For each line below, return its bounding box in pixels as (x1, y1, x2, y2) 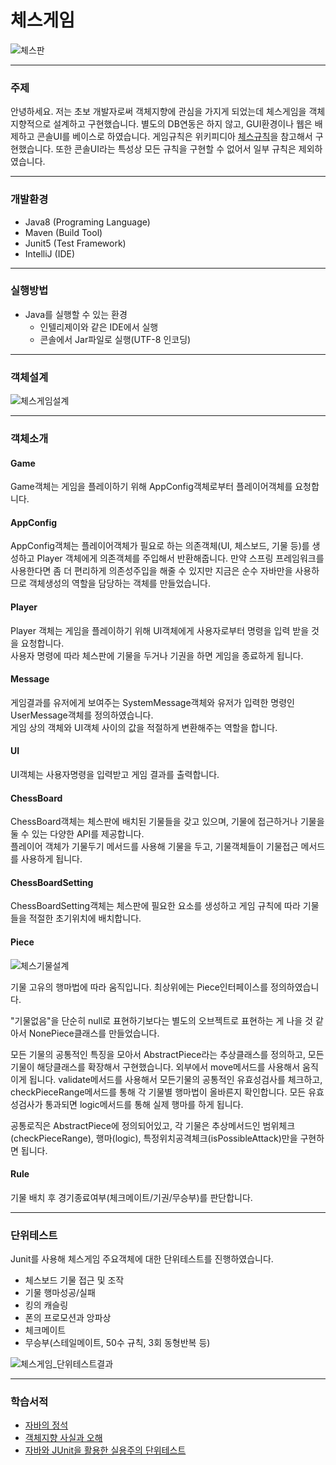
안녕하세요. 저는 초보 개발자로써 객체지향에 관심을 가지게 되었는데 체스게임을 (10, 106, 307, 118)
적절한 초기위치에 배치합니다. (28, 912, 142, 925)
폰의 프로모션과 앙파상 (24, 1312, 112, 1324)
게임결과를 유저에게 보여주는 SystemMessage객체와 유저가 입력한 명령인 (10, 696, 295, 708)
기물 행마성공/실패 (24, 1287, 96, 1299)
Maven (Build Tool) (24, 226, 103, 238)
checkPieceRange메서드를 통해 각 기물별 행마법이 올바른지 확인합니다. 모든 (10, 1086, 307, 1098)
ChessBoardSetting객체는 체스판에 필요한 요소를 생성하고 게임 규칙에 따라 (10, 900, 301, 912)
